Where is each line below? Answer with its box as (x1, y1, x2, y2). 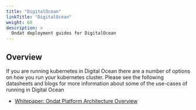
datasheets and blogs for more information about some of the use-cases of (6, 80, 188, 87)
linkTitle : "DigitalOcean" (6, 14, 72, 20)
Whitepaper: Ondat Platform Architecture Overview (14, 97, 138, 104)
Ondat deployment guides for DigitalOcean (11, 30, 116, 36)
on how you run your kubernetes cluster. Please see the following (6, 74, 164, 81)
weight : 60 (6, 19, 33, 25)
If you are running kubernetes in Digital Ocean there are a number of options (6, 67, 191, 74)
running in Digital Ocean (6, 86, 64, 93)
